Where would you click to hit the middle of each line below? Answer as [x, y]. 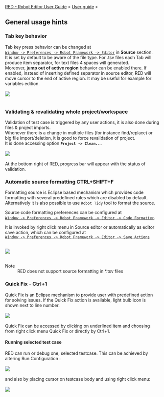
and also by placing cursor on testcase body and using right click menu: [78, 379]
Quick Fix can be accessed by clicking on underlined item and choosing [78, 326]
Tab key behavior [26, 36]
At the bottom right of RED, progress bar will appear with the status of [75, 164]
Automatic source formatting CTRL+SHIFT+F [59, 182]
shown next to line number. [32, 305]
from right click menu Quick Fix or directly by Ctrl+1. [58, 331]
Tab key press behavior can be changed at [48, 47]
